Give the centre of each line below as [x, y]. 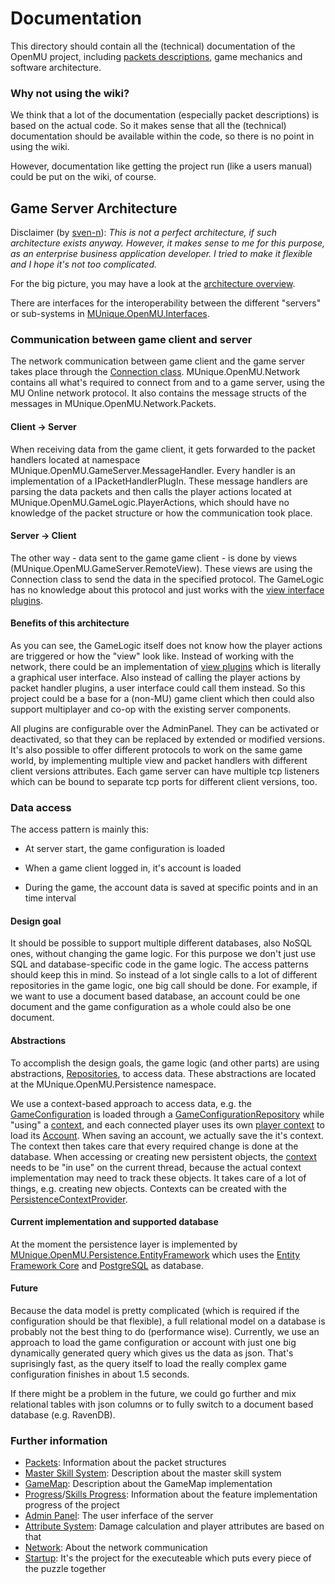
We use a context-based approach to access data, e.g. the [131, 1103]
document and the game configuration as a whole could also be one [151, 1007]
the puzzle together [65, 1569]
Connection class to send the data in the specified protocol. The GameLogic [167, 579]
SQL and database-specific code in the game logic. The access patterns [159, 964]
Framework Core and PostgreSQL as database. [107, 1265]
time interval [50, 898]
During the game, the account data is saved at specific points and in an [171, 888]
